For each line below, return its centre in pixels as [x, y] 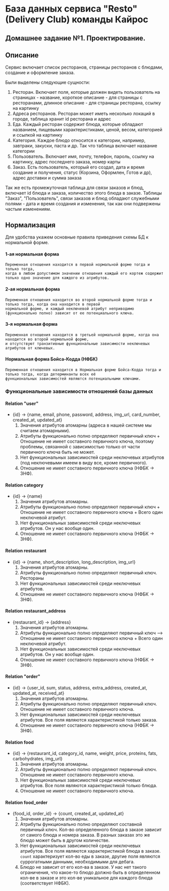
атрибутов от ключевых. [30, 348]
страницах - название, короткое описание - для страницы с [77, 98]
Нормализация [30, 225]
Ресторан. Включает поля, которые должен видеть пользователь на [86, 92]
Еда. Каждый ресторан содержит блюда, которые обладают [78, 125]
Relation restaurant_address [36, 611]
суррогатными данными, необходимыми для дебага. [77, 862]
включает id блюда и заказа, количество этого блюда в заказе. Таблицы [84, 193]
